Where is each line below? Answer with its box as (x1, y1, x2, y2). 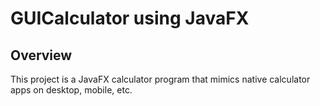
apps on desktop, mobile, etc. (10, 84, 133, 96)
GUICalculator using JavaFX (10, 7, 250, 30)
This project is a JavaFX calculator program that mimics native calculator (10, 73, 311, 85)
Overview (10, 47, 73, 64)
